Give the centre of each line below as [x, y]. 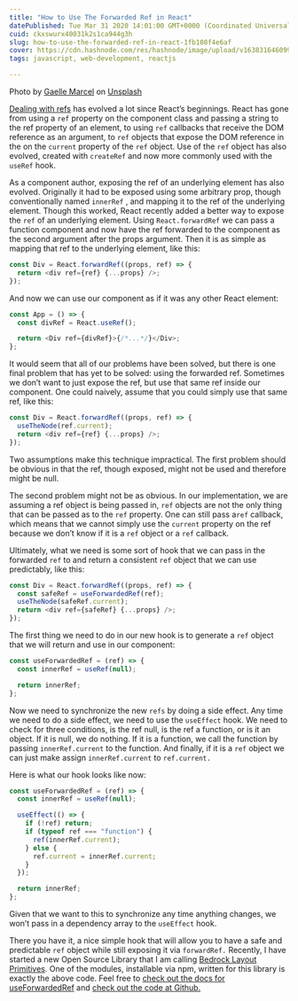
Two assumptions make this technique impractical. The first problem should [148, 459]
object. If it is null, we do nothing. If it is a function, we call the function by [144, 739]
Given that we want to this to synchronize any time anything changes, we [143, 914]
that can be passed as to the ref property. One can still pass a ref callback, [146, 514]
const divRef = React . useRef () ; [77, 323]
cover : [21, 51]
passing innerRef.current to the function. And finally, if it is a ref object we [147, 748]
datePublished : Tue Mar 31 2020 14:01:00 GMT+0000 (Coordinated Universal [150, 26]
